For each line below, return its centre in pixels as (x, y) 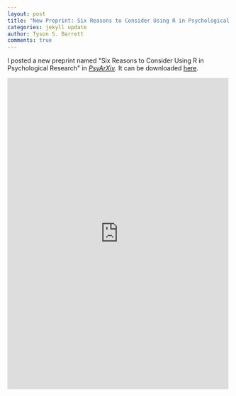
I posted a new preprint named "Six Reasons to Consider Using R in (106, 60)
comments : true (30, 41)
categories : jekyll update (47, 27)
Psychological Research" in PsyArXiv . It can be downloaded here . (103, 68)
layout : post (27, 14)
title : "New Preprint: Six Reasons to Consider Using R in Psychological (119, 21)
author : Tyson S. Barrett (45, 34)
